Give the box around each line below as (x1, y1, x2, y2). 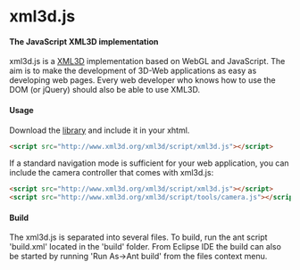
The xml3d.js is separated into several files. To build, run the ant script (9, 232, 268, 242)
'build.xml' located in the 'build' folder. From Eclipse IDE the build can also (9, 241, 281, 252)
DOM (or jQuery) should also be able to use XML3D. (9, 85, 201, 95)
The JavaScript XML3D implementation (9, 36, 159, 46)
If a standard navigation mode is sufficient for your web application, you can (9, 158, 289, 168)
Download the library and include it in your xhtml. (9, 125, 190, 135)
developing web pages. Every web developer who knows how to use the (9, 75, 276, 86)
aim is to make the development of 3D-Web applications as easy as (9, 65, 257, 77)
